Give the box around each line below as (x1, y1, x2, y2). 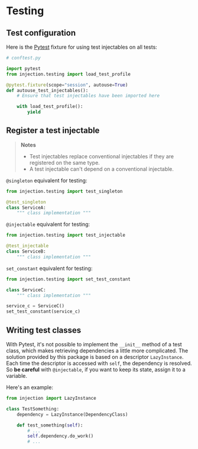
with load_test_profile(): (17, 104, 83, 110)
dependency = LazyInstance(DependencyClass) (17, 411, 128, 418)
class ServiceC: (6, 286, 46, 293)
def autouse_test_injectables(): (6, 87, 89, 93)
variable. (6, 372, 28, 379)
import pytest (6, 65, 41, 72)
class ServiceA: (6, 205, 46, 211)
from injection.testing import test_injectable (6, 233, 126, 238)
